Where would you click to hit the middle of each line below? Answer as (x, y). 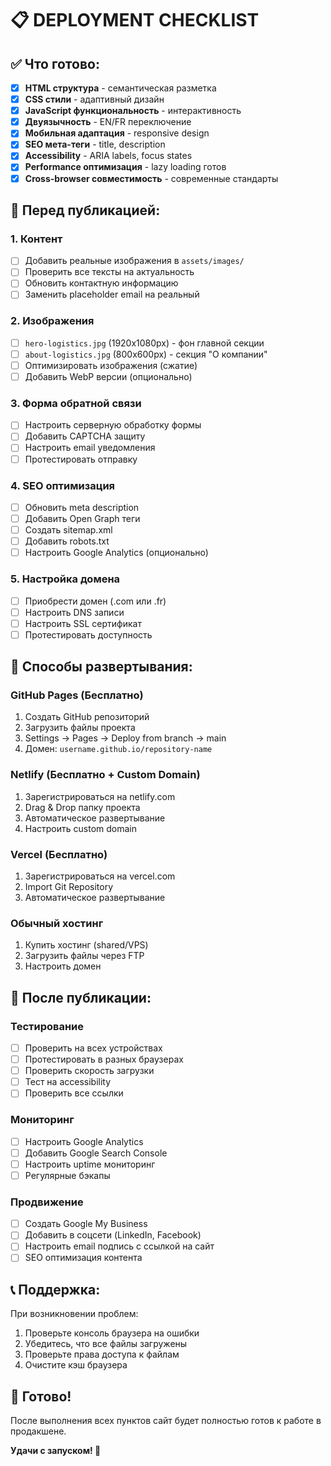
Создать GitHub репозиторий (87, 717)
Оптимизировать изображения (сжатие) (111, 365)
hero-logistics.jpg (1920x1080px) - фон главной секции (144, 343)
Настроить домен (63, 966)
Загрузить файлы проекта (80, 728)
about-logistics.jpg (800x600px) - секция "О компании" (146, 354)
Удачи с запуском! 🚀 (56, 1451)
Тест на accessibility (68, 1082)
